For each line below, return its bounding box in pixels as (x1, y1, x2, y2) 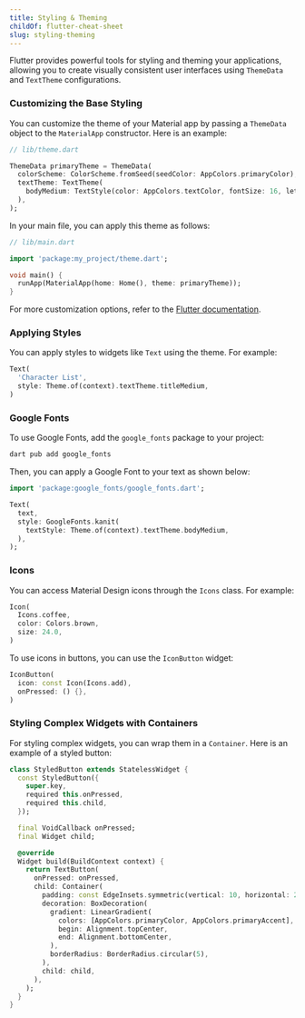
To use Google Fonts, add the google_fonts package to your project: (9, 433, 265, 444)
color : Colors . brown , (17, 619, 100, 628)
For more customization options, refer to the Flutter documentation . (9, 304, 261, 314)
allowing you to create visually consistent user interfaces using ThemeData (9, 65, 284, 75)
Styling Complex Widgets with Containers (9, 717, 199, 730)
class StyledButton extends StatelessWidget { (9, 764, 189, 773)
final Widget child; (17, 832, 95, 841)
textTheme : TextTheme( (17, 178, 103, 187)
